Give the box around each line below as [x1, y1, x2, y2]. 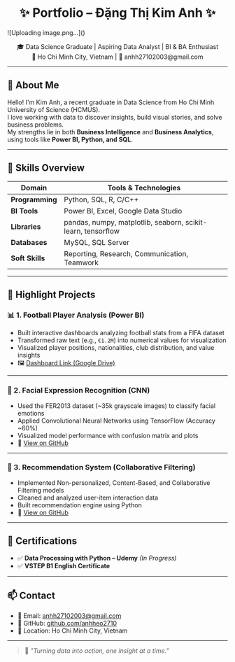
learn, [64, 226, 83, 236]
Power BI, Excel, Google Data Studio [64, 206, 183, 216]
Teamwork [64, 258, 99, 267]
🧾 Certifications [7, 535, 78, 547]
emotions [17, 409, 45, 417]
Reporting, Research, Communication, [64, 248, 189, 258]
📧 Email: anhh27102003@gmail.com [17, 612, 122, 620]
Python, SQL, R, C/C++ [64, 195, 139, 204]
